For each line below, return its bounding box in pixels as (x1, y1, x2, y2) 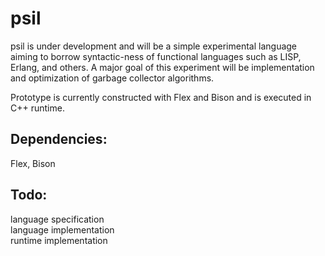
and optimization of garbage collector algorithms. (10, 72, 215, 84)
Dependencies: (10, 131, 108, 148)
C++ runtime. (10, 102, 65, 114)
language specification (10, 213, 105, 225)
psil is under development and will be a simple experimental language (10, 40, 298, 52)
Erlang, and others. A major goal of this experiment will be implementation (10, 61, 315, 73)
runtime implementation (10, 234, 108, 246)
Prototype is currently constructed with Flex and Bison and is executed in (10, 91, 312, 103)
